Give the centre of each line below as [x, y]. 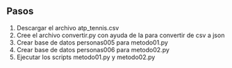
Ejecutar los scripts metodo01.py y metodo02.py [86, 57]
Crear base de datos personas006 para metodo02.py [93, 49]
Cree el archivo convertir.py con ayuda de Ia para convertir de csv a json [121, 35]
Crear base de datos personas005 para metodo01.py [92, 42]
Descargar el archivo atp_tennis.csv [68, 27]
